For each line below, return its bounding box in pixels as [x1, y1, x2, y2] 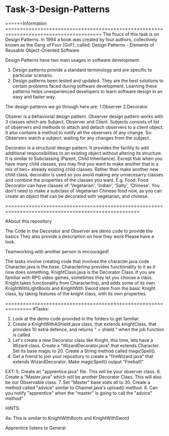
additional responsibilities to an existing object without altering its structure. [5, 150, 162, 156]
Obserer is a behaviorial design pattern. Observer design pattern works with [5, 113, 163, 120]
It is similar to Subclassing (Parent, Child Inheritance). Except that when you [5, 155, 163, 162]
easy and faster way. [12, 94, 57, 100]
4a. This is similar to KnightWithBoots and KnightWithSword [5, 415, 130, 421]
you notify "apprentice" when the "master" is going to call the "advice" [5, 390, 152, 396]
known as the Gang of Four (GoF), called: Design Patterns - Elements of [5, 42, 155, 48]
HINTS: [5, 405, 20, 411]
